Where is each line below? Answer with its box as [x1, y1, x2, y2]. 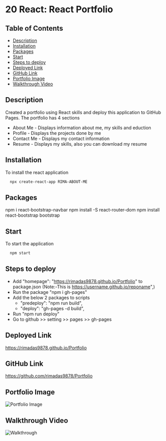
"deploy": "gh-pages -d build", [20, 305, 85, 311]
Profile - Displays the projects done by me [12, 130, 101, 136]
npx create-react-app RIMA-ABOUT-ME [10, 179, 88, 184]
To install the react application [5, 169, 69, 175]
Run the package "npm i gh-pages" [12, 289, 88, 295]
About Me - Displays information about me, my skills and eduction [12, 124, 151, 131]
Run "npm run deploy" [12, 311, 60, 317]
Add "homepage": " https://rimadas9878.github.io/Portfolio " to [12, 278, 143, 284]
